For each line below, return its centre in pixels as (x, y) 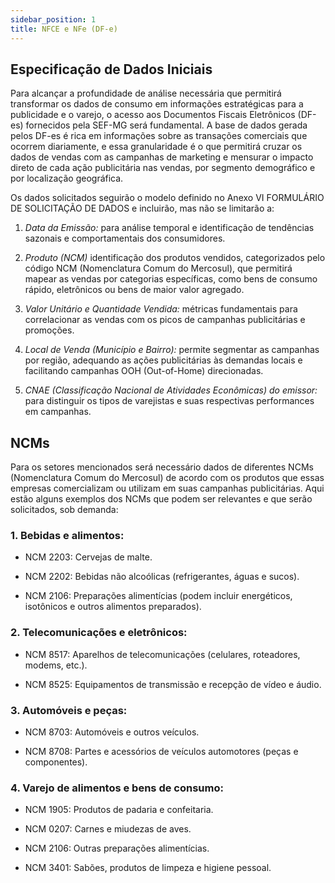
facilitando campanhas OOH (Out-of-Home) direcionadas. (144, 371)
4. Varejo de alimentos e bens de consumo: (117, 788)
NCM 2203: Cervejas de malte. (88, 557)
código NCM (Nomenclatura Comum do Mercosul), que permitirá (158, 268)
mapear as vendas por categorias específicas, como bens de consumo (171, 279)
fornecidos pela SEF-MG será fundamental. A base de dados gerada (166, 125)
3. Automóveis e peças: (69, 710)
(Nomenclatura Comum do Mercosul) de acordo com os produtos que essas (167, 478)
